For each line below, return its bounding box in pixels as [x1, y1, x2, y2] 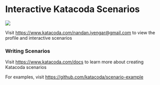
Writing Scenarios [5, 47, 50, 54]
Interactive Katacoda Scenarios [5, 4, 140, 15]
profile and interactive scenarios [5, 35, 72, 41]
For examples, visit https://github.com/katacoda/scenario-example [5, 74, 143, 80]
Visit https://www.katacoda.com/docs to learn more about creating [5, 59, 144, 65]
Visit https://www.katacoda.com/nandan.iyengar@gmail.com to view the [5, 29, 155, 36]
